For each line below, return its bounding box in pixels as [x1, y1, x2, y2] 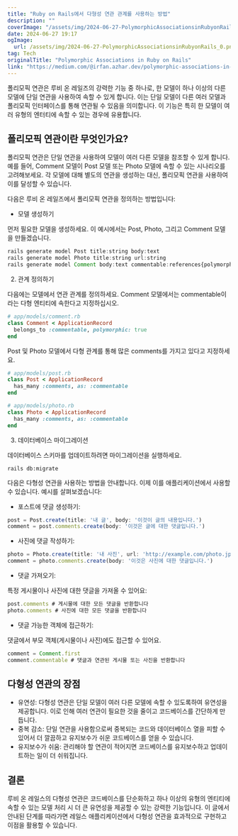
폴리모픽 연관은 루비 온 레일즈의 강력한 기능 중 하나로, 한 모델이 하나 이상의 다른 [7, 83, 227, 92]
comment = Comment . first [7, 650, 81, 657]
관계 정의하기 [17, 275, 55, 284]
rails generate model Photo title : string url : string [7, 255, 166, 262]
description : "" [7, 17, 55, 24]
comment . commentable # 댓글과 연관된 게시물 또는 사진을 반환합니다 [7, 656, 186, 664]
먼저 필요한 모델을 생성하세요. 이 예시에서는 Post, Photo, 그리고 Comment [7, 225, 212, 233]
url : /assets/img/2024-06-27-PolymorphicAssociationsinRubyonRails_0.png [13, 43, 236, 50]
